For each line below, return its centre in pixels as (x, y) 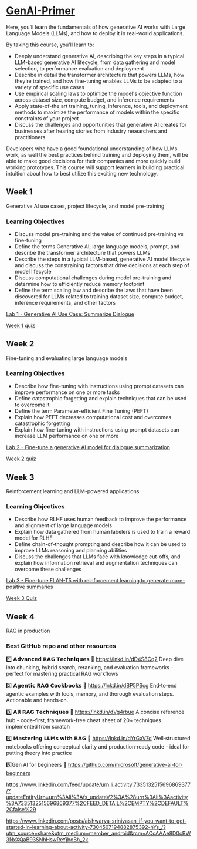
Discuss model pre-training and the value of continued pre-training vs (99, 234)
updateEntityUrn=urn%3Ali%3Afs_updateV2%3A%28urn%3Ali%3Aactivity (97, 797)
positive (16, 587)
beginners (18, 773)
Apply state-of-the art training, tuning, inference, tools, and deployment (101, 106)
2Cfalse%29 (21, 810)
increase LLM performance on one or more (67, 436)
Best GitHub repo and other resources (61, 646)
